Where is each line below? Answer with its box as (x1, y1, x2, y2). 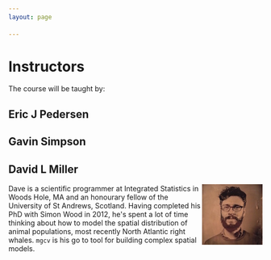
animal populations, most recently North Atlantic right (8, 227, 186, 237)
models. (8, 244, 35, 254)
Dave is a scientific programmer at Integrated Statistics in (8, 184, 199, 194)
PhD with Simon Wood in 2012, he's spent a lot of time (8, 210, 189, 220)
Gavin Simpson (8, 135, 86, 149)
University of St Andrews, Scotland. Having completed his (8, 201, 201, 211)
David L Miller (8, 162, 79, 176)
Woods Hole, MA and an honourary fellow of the (8, 192, 169, 202)
